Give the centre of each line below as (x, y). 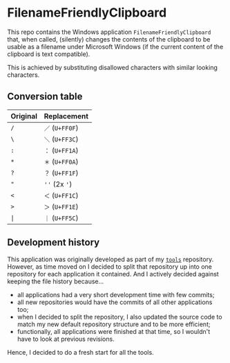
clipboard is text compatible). (49, 54)
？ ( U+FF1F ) (61, 172)
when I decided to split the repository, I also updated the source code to (119, 317)
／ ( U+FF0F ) (61, 127)
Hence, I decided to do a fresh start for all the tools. (80, 352)
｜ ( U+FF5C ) (61, 218)
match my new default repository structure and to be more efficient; (114, 324)
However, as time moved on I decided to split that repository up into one (110, 266)
